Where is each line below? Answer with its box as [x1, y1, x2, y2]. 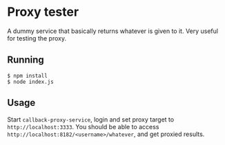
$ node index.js [7, 78, 54, 85]
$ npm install [7, 72, 48, 79]
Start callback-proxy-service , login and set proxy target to [7, 115, 175, 124]
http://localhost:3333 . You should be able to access [7, 122, 159, 131]
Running [7, 54, 45, 66]
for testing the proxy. [7, 34, 67, 42]
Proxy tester [7, 4, 79, 20]
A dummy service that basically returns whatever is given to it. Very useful [7, 27, 219, 35]
